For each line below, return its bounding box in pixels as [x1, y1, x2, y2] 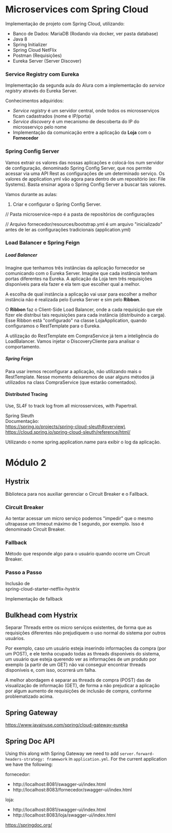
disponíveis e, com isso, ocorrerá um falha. [5, 667, 97, 673]
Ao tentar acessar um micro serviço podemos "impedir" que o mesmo [5, 515, 154, 521]
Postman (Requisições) [12, 52, 62, 59]
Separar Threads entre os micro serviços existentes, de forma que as [5, 625, 152, 631]
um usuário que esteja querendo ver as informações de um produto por [5, 656, 157, 663]
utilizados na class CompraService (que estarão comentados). [5, 379, 138, 385]
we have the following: [5, 761, 53, 767]
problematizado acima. [5, 693, 54, 700]
